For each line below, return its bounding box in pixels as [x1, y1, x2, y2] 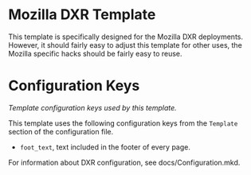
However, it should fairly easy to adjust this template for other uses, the [8, 40, 243, 49]
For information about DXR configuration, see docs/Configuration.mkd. [8, 157, 241, 167]
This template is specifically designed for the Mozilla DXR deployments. [8, 32, 244, 41]
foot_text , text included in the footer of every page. [19, 142, 191, 152]
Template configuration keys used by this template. [8, 103, 177, 112]
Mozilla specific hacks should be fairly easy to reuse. [8, 49, 182, 58]
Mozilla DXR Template [8, 6, 156, 24]
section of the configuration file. [8, 126, 114, 136]
